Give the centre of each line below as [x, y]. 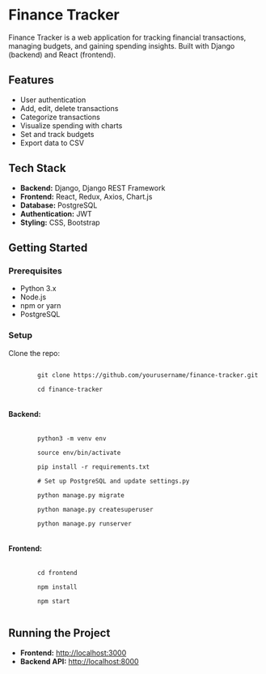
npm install [58, 587]
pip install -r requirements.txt [94, 467]
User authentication [53, 100]
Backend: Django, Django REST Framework [93, 187]
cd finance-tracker [70, 389]
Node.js [33, 297]
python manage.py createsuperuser [95, 509]
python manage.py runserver [84, 524]
